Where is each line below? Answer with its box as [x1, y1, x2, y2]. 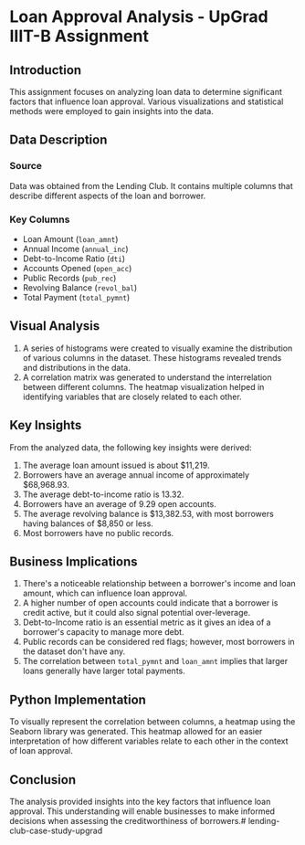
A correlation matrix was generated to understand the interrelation [22, 372, 272, 383]
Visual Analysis [9, 318, 100, 334]
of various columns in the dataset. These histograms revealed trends [22, 352, 282, 363]
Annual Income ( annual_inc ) [22, 243, 130, 254]
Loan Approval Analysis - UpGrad [9, 6, 268, 27]
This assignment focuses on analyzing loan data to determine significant [9, 87, 283, 97]
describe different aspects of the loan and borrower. [9, 190, 206, 201]
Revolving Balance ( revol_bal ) [22, 281, 138, 293]
